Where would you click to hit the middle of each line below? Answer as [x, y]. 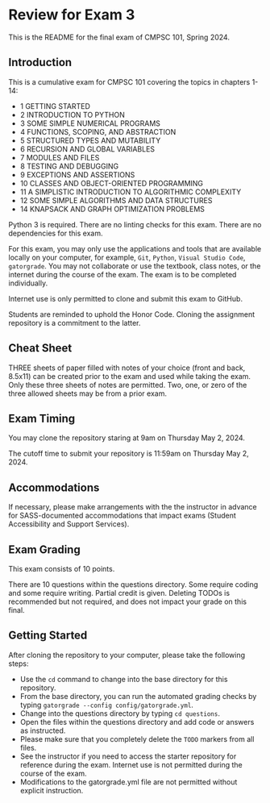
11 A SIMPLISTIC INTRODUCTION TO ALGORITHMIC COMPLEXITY [131, 192]
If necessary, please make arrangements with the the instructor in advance [133, 507]
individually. [28, 283]
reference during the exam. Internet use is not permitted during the [131, 764]
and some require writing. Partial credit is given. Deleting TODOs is [119, 593]
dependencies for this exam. [56, 233]
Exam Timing [42, 418]
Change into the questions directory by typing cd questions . [120, 713]
